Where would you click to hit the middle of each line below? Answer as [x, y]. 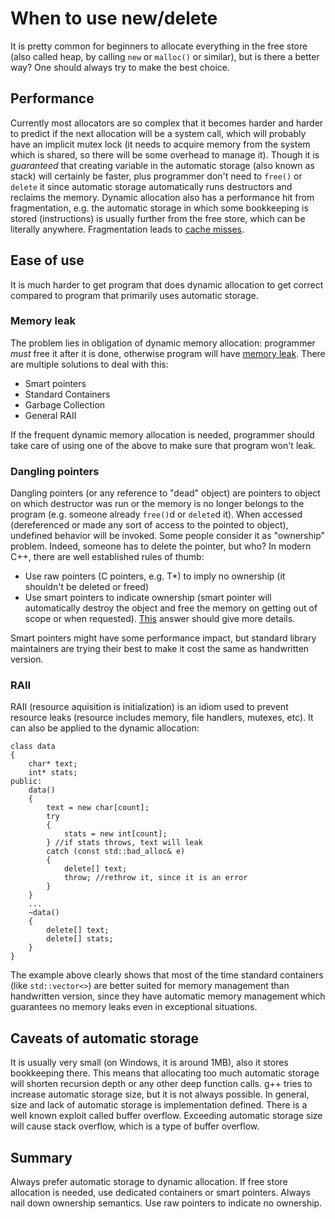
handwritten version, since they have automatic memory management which [168, 996]
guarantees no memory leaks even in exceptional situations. [134, 1007]
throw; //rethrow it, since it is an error [155, 878]
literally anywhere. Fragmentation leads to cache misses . [127, 229]
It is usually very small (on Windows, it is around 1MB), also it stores [149, 1063]
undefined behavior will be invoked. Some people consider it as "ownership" [168, 536]
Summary [41, 1157]
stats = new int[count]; [115, 834]
